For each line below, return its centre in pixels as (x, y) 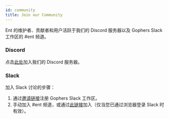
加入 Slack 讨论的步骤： (30, 87)
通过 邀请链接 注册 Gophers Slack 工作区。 (56, 98)
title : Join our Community (34, 15)
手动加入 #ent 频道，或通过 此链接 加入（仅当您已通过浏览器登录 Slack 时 (88, 105)
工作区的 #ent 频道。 (27, 36)
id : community (20, 10)
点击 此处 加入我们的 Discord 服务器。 (44, 62)
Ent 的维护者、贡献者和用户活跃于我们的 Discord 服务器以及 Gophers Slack (84, 30)
